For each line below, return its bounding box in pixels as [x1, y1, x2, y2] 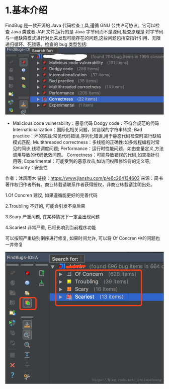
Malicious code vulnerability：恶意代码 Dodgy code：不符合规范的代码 [12, 120, 159, 126]
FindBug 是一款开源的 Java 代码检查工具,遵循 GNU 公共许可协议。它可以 [5, 22, 155, 28]
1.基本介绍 [5, 5, 48, 16]
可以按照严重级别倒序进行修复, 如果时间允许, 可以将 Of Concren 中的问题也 [5, 235, 160, 241]
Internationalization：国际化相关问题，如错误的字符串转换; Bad [12, 127, 142, 133]
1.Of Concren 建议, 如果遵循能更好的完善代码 [5, 192, 98, 199]
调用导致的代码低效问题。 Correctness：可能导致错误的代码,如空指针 [12, 152, 155, 158]
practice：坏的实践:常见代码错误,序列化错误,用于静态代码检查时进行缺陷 [12, 133, 161, 139]
